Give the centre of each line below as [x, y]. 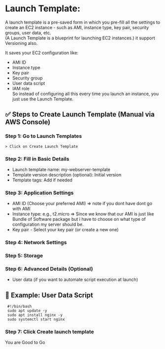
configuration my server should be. [48, 224]
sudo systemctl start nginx [36, 319]
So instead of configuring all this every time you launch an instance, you [85, 94]
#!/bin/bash [19, 307]
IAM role [21, 88]
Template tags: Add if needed [42, 180]
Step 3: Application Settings [39, 193]
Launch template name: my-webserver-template [61, 169]
